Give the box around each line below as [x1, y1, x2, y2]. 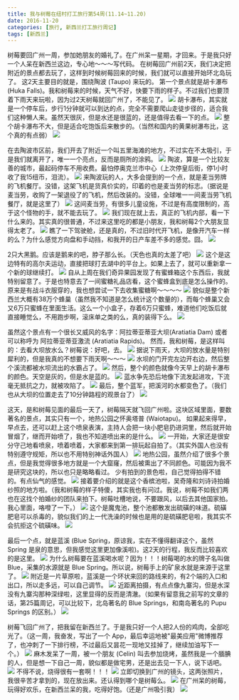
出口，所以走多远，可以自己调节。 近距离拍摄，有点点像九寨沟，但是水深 [7, 581, 230, 590]
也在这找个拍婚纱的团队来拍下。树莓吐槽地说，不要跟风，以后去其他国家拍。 [7, 495, 232, 503]
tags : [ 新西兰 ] [7, 30, 50, 38]
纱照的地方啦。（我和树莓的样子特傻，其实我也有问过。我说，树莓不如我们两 [7, 485, 229, 494]
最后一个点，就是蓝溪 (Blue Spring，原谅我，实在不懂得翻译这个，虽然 [7, 536, 214, 545]
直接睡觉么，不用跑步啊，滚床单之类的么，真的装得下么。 [7, 313, 176, 321]
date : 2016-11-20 [7, 17, 59, 24]
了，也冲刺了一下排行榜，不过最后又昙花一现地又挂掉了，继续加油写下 [7, 641, 213, 649]
